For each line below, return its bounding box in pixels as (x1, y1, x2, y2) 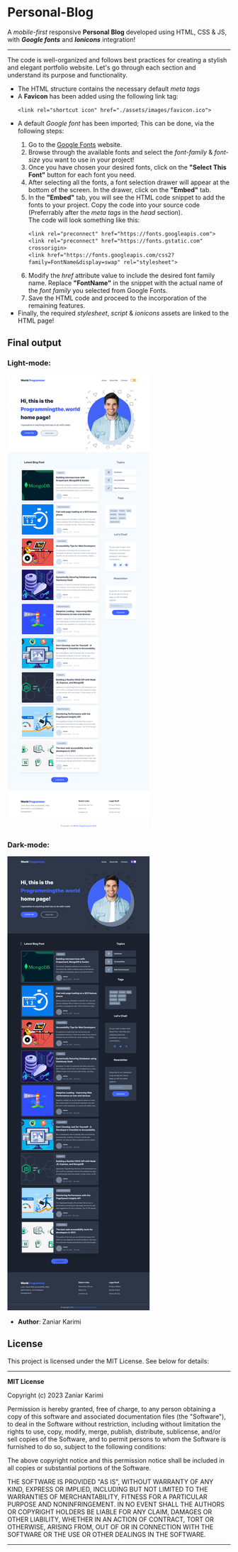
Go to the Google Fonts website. (28, 140, 123, 149)
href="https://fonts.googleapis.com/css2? (47, 251, 175, 259)
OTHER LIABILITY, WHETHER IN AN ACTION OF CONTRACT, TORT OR (7, 1515, 214, 1524)
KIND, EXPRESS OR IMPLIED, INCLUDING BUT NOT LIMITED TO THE (7, 1485, 208, 1493)
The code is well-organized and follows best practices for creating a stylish (7, 55, 227, 64)
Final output (7, 337, 62, 349)
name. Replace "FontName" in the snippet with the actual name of (28, 278, 223, 287)
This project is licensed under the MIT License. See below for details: (7, 1356, 209, 1365)
